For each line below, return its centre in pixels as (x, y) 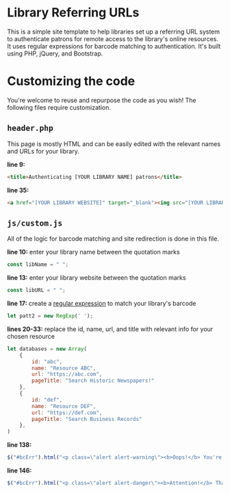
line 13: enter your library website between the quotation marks (97, 278)
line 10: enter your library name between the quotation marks (93, 252)
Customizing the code (71, 81)
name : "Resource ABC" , (64, 368)
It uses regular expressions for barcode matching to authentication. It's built (114, 46)
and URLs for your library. (43, 151)
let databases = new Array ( (47, 349)
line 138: (20, 445)
